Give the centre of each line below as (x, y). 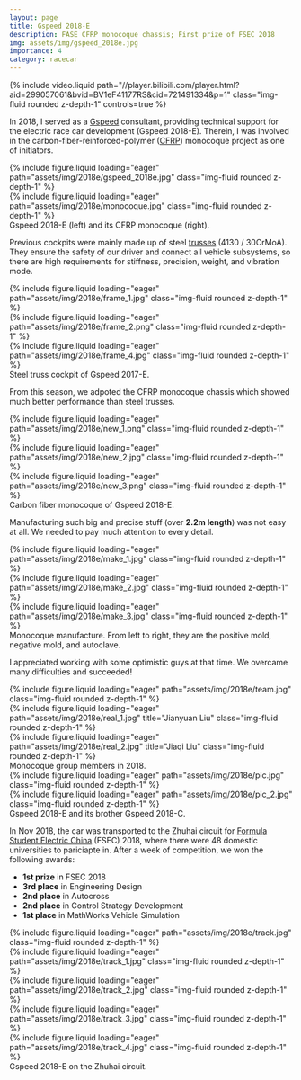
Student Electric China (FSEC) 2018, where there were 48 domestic (134, 840)
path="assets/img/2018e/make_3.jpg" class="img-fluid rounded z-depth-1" (149, 616)
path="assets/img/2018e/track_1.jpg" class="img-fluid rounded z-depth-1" (147, 961)
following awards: (42, 859)
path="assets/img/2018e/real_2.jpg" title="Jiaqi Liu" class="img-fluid (137, 746)
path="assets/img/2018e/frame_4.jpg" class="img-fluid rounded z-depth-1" (150, 355)
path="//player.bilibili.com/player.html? (168, 85)
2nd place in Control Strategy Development (103, 906)
